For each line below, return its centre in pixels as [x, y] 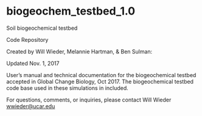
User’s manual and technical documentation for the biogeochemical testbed [101, 75]
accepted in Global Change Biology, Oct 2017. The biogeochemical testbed [100, 81]
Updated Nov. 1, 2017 [33, 63]
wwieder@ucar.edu [31, 106]
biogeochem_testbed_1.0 [71, 11]
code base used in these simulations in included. [68, 88]
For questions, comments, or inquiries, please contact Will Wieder [89, 100]
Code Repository [27, 39]
